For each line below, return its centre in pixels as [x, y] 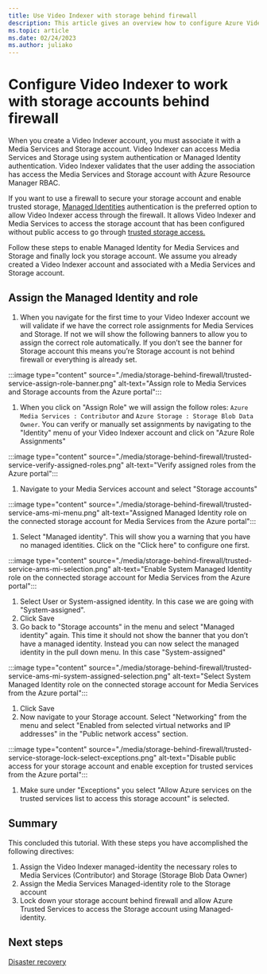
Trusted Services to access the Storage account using [108, 909]
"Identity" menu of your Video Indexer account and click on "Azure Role [137, 432]
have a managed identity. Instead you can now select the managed [130, 643]
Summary [33, 824]
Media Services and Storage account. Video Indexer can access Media [124, 149]
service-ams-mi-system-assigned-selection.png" [89, 676]
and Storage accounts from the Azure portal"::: [85, 392]
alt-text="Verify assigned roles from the [191, 465]
